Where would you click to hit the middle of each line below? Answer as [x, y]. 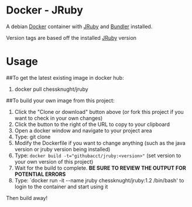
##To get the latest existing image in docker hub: [65, 77]
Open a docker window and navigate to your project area [83, 130]
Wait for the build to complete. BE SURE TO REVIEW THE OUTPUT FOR [100, 168]
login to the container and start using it [61, 186]
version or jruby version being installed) [62, 149]
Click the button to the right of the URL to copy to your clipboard [92, 124]
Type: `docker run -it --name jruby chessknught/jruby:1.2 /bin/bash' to [99, 180]
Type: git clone [32, 137]
